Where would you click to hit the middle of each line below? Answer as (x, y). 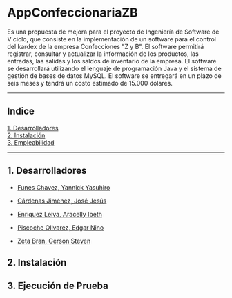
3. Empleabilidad (31, 142)
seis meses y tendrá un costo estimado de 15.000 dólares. (90, 83)
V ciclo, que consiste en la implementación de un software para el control (112, 39)
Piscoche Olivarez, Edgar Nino (60, 227)
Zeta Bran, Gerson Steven (54, 241)
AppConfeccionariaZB (72, 13)
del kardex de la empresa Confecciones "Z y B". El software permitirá (106, 46)
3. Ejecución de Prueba (58, 286)
